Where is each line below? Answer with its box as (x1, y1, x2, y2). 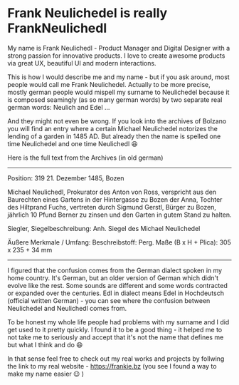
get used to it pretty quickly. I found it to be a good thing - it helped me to (7, 325, 223, 334)
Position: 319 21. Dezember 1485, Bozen (7, 173, 124, 183)
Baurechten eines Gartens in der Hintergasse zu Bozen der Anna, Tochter (7, 195, 223, 204)
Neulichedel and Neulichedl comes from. (7, 304, 127, 312)
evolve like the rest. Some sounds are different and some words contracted (7, 281, 228, 289)
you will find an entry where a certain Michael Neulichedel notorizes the (7, 124, 218, 133)
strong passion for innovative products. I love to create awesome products (7, 51, 225, 60)
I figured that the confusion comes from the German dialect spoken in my (7, 266, 223, 274)
